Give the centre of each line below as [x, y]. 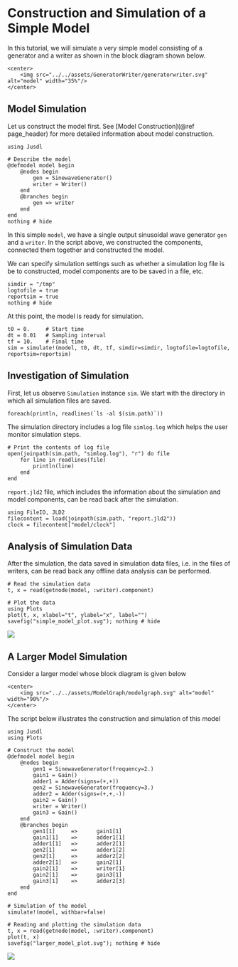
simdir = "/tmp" [31, 284]
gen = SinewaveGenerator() [73, 178]
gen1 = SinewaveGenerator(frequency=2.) [93, 769]
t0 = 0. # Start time [45, 329]
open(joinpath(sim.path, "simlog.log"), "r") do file [89, 453]
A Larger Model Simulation [67, 656]
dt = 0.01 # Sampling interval [57, 335]
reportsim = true [33, 297]
